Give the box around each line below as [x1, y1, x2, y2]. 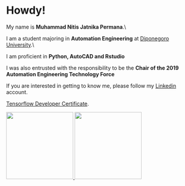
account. [6, 88, 28, 95]
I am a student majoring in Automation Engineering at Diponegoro [6, 35, 170, 42]
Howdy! [6, 4, 46, 17]
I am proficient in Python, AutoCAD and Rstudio [6, 52, 125, 60]
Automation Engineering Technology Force [6, 70, 115, 77]
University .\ [6, 41, 35, 48]
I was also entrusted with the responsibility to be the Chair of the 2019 [6, 64, 179, 72]
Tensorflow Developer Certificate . [6, 100, 89, 107]
